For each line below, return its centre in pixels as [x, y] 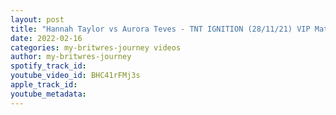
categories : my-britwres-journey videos [96, 47]
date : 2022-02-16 [46, 38]
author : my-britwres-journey [71, 57]
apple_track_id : [44, 85]
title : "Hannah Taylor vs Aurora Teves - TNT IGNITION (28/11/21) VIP [160, 29]
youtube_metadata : [48, 94]
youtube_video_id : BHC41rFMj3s [75, 76]
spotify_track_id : [48, 66]
